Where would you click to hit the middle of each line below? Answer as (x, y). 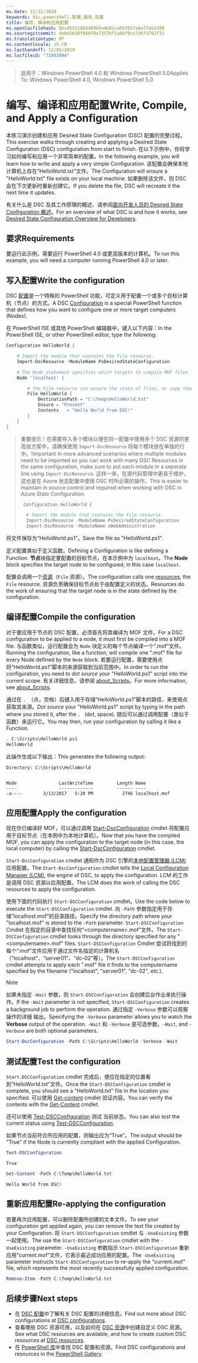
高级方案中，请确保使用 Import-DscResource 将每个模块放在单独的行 (103, 446)
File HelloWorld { (50, 394)
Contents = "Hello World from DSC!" (85, 410)
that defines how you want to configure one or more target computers (91, 310)
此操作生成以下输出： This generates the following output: (76, 756)
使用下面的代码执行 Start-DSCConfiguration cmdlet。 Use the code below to (98, 901)
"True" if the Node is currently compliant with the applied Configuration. (93, 1142)
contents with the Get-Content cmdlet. (53, 1104)
